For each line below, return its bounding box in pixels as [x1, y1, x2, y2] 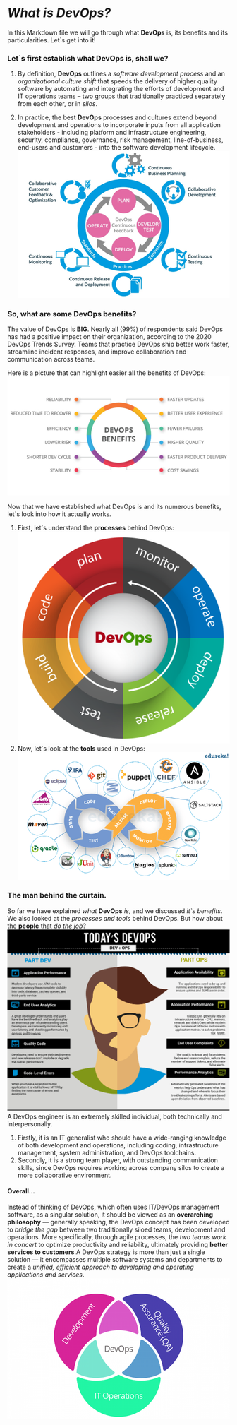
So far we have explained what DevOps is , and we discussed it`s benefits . [7, 906, 223, 915]
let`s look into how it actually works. [7, 510, 111, 518]
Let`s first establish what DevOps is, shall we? [7, 53, 169, 63]
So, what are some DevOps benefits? [7, 309, 137, 318]
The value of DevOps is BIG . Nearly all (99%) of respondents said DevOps [7, 325, 224, 333]
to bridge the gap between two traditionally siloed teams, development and [7, 1225, 226, 1234]
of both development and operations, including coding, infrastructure [17, 1140, 219, 1149]
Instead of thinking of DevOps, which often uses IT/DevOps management [7, 1203, 220, 1211]
